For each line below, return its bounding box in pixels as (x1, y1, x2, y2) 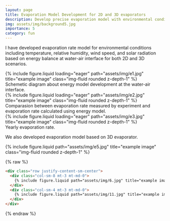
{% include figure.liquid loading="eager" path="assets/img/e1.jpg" (5, 71, 144, 76)
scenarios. (5, 61, 27, 67)
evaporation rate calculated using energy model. (5, 108, 106, 114)
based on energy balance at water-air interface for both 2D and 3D (5, 56, 145, 61)
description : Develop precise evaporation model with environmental (5, 17, 153, 22)
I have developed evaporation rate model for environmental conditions (5, 45, 152, 50)
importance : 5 (5, 26, 35, 31)
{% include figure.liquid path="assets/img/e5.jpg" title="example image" (5, 144, 157, 149)
